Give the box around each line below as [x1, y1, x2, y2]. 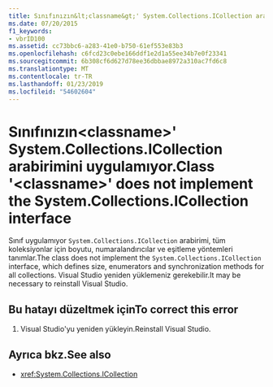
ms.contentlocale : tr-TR [8, 72, 93, 80]
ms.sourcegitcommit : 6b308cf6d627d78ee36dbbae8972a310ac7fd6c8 [8, 58, 227, 66]
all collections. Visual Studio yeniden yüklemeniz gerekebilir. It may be [8, 270, 241, 280]
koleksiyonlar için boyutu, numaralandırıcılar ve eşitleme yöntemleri [8, 245, 233, 254]
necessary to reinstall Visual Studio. [8, 279, 128, 289]
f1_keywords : [8, 27, 53, 35]
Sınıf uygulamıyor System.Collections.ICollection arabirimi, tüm [8, 236, 226, 246]
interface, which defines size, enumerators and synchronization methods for [8, 262, 264, 272]
